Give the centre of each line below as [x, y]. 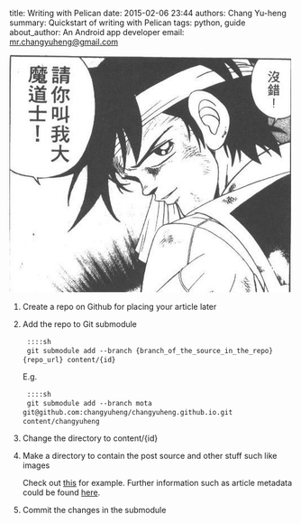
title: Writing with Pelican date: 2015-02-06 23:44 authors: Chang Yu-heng [148, 13]
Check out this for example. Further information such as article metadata [157, 483]
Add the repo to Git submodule [80, 324]
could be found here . [61, 492]
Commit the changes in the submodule [94, 510]
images [36, 465]
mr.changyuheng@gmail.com [64, 42]
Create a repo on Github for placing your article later [119, 307]
